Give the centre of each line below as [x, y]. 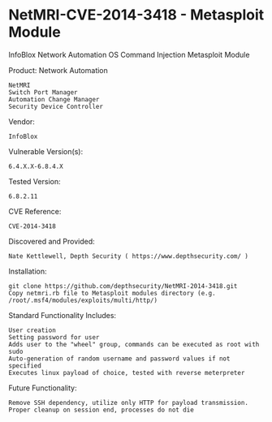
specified [25, 366]
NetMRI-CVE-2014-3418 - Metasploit [136, 15]
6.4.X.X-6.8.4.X [36, 166]
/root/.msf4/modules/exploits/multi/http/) [83, 300]
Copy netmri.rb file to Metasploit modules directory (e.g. [112, 293]
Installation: [28, 271]
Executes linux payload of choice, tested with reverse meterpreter [127, 372]
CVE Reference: [35, 211]
